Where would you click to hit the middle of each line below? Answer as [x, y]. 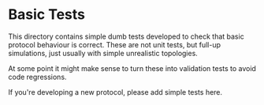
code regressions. [37, 77]
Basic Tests [46, 15]
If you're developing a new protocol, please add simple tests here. [115, 92]
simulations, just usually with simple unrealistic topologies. [103, 53]
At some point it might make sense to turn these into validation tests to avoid [132, 68]
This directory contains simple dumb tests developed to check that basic [126, 36]
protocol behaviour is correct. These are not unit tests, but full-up [115, 44]
